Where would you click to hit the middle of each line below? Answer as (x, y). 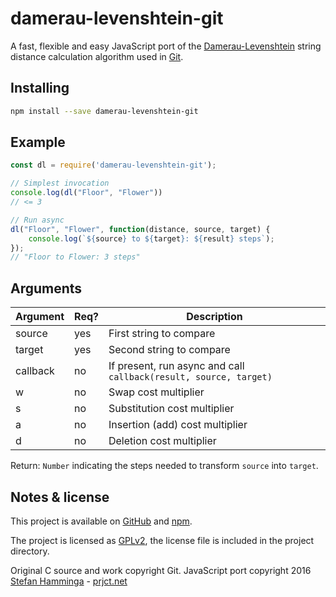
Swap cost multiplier (156, 392)
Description (214, 317)
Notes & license (60, 497)
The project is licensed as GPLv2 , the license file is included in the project (162, 540)
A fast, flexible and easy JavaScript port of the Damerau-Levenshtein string (166, 46)
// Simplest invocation (60, 183)
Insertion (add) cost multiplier (178, 425)
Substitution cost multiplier (171, 409)
